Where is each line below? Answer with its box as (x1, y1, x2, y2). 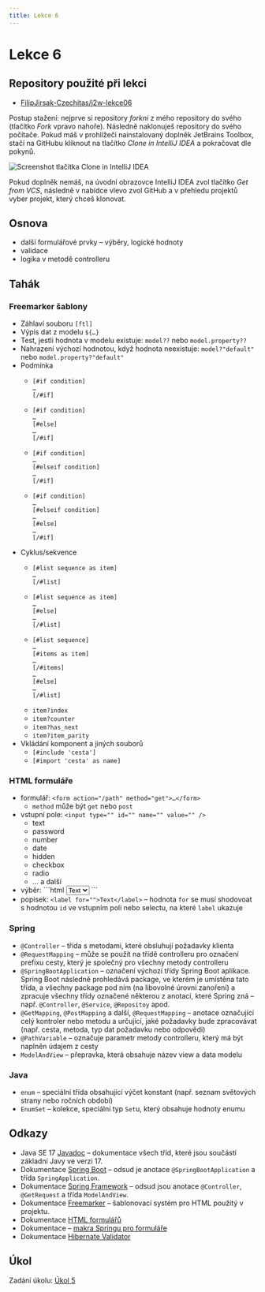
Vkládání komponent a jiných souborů (20, 739, 144, 749)
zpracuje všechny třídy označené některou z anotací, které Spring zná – (20, 991, 255, 1000)
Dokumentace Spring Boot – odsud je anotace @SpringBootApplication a (20, 1164, 256, 1174)
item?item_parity (32, 732, 90, 740)
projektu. (20, 1206, 50, 1215)
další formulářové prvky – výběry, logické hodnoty (20, 237, 184, 247)
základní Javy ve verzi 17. (20, 1156, 103, 1166)
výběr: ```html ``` (20, 885, 99, 895)
